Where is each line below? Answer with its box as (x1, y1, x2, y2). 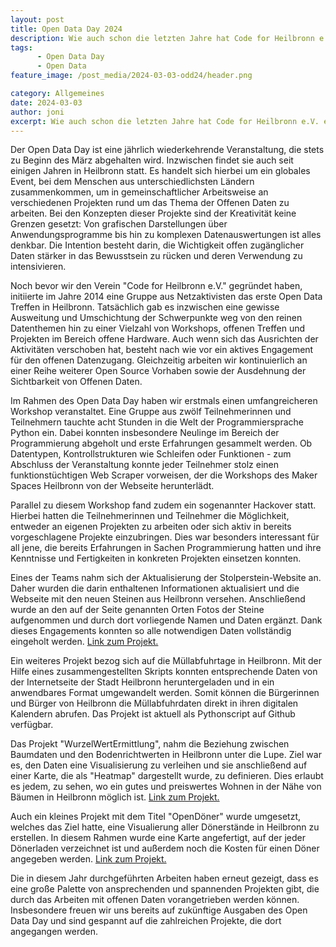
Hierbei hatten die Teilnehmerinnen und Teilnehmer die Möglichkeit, (10, 510, 290, 522)
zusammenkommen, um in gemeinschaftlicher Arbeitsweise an (10, 186, 269, 198)
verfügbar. (10, 719, 54, 731)
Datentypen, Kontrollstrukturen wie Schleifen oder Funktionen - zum (10, 448, 292, 460)
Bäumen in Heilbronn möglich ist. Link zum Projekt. (10, 791, 220, 803)
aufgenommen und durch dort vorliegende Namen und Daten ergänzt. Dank (10, 614, 323, 626)
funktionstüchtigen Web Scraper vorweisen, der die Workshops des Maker (10, 469, 318, 481)
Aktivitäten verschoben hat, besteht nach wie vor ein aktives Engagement (10, 344, 314, 356)
